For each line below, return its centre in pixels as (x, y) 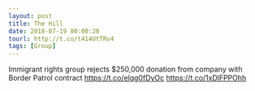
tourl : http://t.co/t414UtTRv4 (61, 39)
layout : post (30, 16)
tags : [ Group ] (32, 46)
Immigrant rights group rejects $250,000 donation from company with (125, 69)
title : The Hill (36, 24)
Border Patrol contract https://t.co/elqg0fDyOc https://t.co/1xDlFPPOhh (127, 78)
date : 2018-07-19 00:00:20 (54, 31)
